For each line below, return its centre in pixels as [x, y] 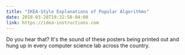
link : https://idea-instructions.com [53, 22]
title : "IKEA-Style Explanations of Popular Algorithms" [78, 12]
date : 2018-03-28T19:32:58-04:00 [47, 17]
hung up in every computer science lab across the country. [78, 46]
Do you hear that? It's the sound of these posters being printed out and [92, 40]
